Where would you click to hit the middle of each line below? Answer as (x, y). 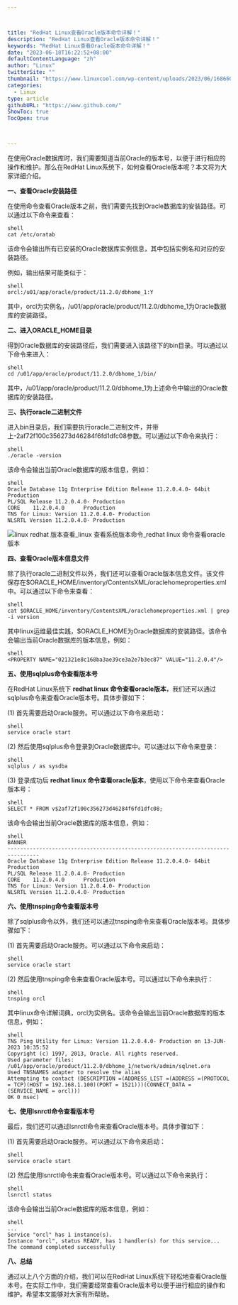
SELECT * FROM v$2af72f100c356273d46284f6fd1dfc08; (85, 809)
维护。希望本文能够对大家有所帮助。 (60, 1294)
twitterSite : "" (31, 72)
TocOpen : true (28, 119)
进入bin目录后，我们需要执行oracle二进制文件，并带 (83, 427)
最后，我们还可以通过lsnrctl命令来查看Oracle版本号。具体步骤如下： (107, 1126)
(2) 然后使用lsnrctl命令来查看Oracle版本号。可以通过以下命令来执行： (109, 1175)
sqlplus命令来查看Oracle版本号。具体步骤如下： (77, 698)
